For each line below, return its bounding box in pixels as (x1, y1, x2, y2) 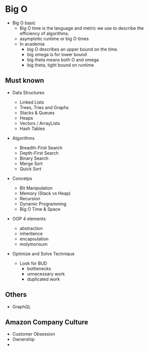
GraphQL (12, 303, 31, 309)
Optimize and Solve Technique (12, 250, 75, 256)
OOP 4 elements (12, 216, 46, 222)
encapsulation (19, 235, 49, 241)
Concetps (12, 175, 33, 181)
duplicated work (27, 276, 60, 282)
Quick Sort (19, 166, 42, 172)
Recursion (19, 195, 40, 201)
